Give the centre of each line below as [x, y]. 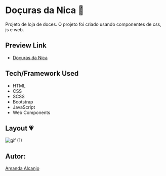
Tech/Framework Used [42, 73]
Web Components [31, 112]
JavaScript [24, 107]
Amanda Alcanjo [22, 168]
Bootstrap [23, 102]
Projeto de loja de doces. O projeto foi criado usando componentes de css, [83, 24]
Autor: [16, 156]
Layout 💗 [19, 128]
